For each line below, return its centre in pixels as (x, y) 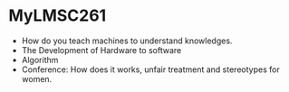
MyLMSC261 (58, 16)
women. (37, 78)
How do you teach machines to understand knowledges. (127, 41)
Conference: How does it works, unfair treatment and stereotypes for (150, 69)
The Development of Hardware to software (101, 50)
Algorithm (40, 60)
